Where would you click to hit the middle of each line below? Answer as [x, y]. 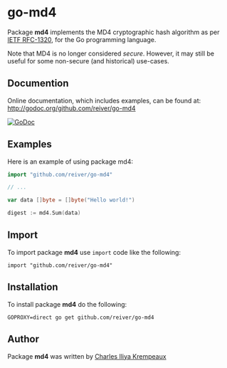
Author [23, 339]
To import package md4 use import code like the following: [94, 252]
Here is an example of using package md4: [70, 162]
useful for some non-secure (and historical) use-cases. [88, 61]
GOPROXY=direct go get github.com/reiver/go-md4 [81, 317]
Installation [33, 287]
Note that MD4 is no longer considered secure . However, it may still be [111, 53]
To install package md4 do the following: [67, 304]
